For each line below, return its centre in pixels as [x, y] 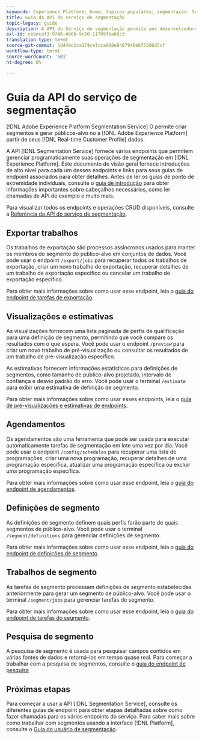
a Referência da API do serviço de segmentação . [67, 214]
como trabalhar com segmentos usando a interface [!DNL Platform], [90, 723]
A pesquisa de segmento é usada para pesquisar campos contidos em [93, 651]
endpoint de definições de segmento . [53, 553]
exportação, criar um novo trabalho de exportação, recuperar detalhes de [97, 267]
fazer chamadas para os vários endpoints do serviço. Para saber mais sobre [101, 717]
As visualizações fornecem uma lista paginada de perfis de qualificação [95, 331]
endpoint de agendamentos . [41, 489]
